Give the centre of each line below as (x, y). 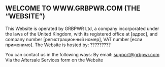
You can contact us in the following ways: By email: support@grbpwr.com (82, 54)
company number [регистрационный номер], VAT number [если (74, 39)
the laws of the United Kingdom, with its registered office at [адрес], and (81, 34)
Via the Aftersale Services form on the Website (54, 60)
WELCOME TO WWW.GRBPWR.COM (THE (73, 8)
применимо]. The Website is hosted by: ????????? (58, 45)
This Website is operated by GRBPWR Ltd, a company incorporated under (82, 28)
